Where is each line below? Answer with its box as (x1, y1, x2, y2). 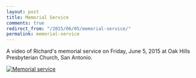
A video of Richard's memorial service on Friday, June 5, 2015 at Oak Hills (6, 47, 191, 55)
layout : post (6, 8, 39, 15)
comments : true (6, 20, 45, 26)
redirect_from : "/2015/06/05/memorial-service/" (6, 25, 131, 32)
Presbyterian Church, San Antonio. (6, 54, 93, 61)
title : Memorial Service (6, 14, 69, 20)
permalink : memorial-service (6, 31, 80, 37)
